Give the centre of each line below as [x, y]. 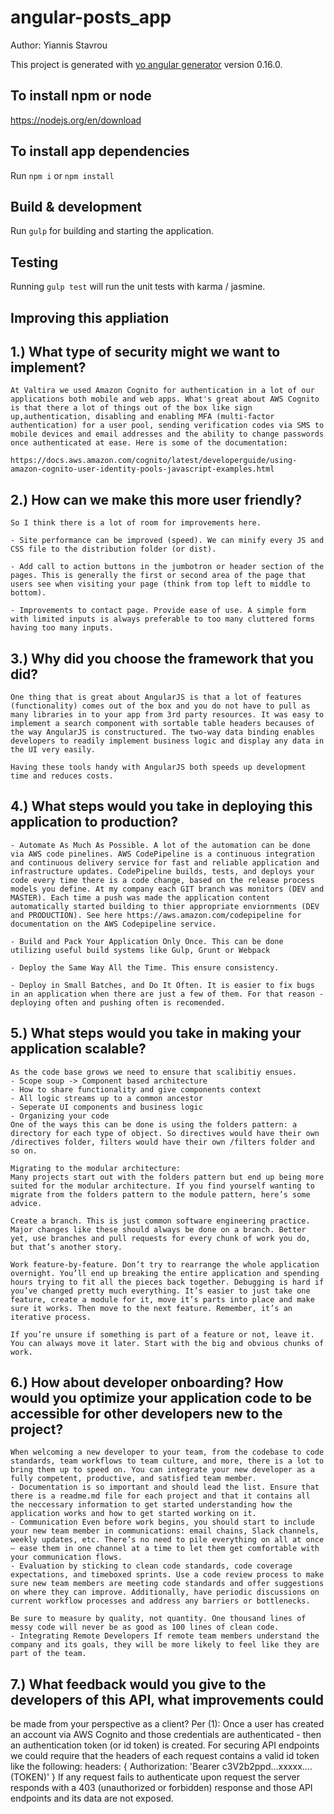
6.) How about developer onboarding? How [147, 1382]
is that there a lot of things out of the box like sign [131, 408]
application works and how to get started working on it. [133, 1514]
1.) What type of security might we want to [145, 351]
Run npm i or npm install [62, 175]
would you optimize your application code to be [161, 1398]
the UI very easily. [53, 750]
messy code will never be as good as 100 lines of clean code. [145, 1627]
